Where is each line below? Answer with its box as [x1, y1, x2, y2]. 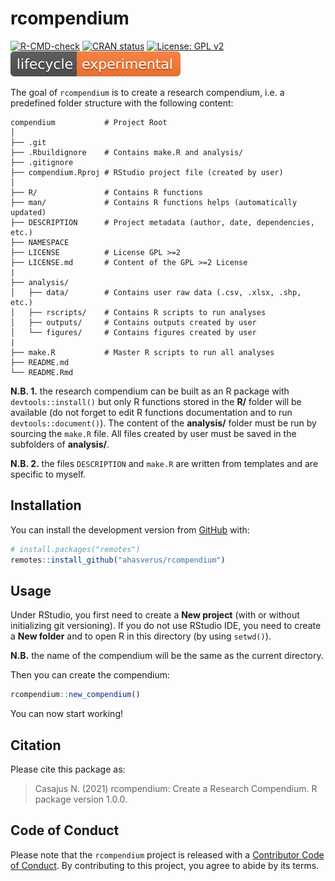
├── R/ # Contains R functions [10, 187, 203, 197]
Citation [10, 737, 62, 754]
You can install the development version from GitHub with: [10, 523, 250, 536]
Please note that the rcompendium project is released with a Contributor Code [10, 848, 325, 861]
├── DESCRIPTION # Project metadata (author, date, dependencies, [10, 217, 315, 227]
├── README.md [10, 357, 70, 367]
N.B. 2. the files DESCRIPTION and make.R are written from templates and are [10, 457, 319, 469]
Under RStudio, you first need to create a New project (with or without [10, 609, 300, 621]
